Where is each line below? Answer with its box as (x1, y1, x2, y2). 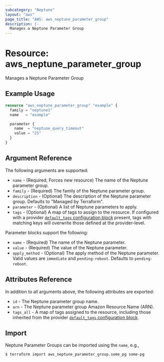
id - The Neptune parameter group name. (12, 298, 99, 304)
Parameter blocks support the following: (5, 229, 88, 235)
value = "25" (14, 131, 42, 136)
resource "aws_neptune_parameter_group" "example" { (5, 103, 118, 108)
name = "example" (10, 112, 51, 117)
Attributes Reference (5, 275, 72, 284)
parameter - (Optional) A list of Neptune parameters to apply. (12, 204, 138, 210)
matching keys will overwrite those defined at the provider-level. (12, 220, 145, 226)
